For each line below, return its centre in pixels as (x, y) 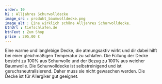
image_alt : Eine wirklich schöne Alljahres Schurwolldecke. (68, 23)
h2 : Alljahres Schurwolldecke (37, 14)
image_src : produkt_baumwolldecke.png (45, 18)
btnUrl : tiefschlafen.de (31, 28)
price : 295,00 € (23, 37)
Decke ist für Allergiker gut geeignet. (42, 76)
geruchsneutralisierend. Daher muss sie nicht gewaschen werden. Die (75, 71)
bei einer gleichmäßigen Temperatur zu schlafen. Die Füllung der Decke (77, 55)
